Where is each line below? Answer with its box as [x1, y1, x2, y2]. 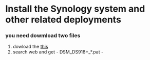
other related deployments [5, 14, 122, 25]
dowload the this [12, 44, 48, 50]
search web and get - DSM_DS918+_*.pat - [12, 49, 104, 55]
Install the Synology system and [5, 3, 145, 15]
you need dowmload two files [5, 32, 81, 39]
